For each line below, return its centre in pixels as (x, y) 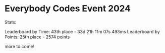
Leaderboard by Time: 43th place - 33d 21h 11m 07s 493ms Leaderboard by (82, 31)
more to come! (20, 46)
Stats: (11, 22)
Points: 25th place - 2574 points (37, 37)
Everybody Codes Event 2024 (68, 9)
